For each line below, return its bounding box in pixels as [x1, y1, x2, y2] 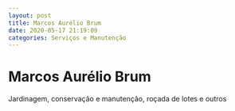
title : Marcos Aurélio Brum [8, 19, 102, 27]
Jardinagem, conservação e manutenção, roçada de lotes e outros [8, 94, 227, 104]
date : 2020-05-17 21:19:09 [8, 26, 98, 34]
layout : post [8, 11, 52, 20]
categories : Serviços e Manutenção [8, 33, 127, 42]
